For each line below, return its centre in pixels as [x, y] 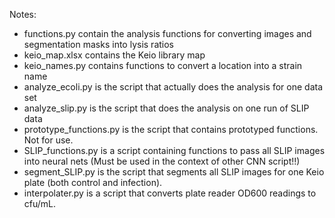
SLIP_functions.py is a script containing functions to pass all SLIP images [174, 150]
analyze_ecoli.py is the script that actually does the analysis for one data [173, 87]
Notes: [23, 14]
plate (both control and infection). [93, 182]
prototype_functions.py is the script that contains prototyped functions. [171, 129]
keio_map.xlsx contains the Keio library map [114, 55]
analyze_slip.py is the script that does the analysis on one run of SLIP [166, 108]
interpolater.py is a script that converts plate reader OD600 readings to [170, 193]
